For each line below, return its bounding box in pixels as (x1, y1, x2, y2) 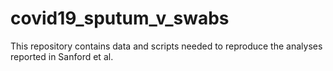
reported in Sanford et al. (10, 50, 114, 62)
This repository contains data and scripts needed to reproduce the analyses (10, 40, 323, 52)
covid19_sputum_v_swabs (10, 7, 230, 30)
